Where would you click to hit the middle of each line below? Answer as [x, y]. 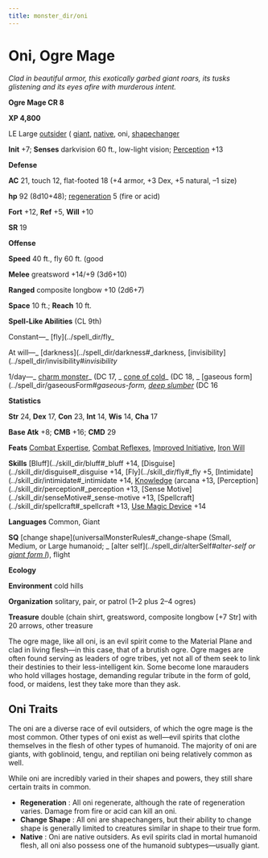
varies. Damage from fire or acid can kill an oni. [98, 811]
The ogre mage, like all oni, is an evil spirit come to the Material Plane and [130, 641]
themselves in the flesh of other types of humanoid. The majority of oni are [133, 746]
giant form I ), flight [39, 554]
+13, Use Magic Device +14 [161, 506]
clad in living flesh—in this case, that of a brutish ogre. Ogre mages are [126, 649]
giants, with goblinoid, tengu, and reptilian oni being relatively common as [130, 754]
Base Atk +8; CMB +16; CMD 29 [62, 431]
